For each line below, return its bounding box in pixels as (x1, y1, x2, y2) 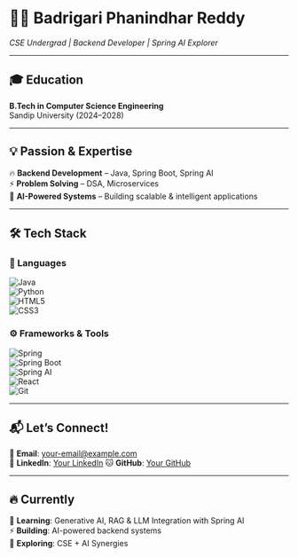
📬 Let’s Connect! (9, 420, 109, 435)
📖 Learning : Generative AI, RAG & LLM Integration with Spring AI (9, 515, 245, 526)
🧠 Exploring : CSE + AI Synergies (9, 538, 129, 549)
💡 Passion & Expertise (9, 144, 133, 159)
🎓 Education (9, 73, 84, 88)
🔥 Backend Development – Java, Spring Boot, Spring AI (9, 168, 215, 178)
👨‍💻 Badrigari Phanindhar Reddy (9, 8, 246, 28)
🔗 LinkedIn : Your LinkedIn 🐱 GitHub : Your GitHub (9, 458, 192, 468)
